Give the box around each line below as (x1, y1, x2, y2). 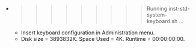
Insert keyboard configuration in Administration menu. (20, 29, 155, 36)
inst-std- (168, 5, 191, 12)
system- (146, 11, 167, 18)
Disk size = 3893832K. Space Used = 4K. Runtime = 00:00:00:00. (20, 36, 185, 42)
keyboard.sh (146, 18, 178, 24)
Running (146, 5, 168, 12)
